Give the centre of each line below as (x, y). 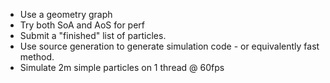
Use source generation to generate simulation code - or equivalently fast (169, 46)
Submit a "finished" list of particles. (93, 35)
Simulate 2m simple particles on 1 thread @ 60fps (122, 67)
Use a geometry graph (66, 14)
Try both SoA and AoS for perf (82, 25)
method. (37, 57)
